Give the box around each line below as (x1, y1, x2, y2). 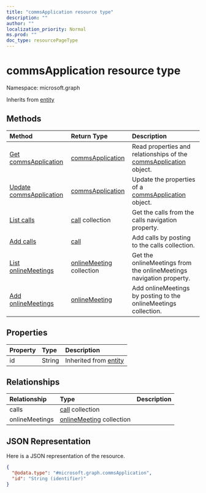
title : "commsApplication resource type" (6, 9, 114, 15)
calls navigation (131, 216, 177, 224)
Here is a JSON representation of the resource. (6, 453, 126, 460)
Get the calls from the (131, 208, 194, 216)
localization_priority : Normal (6, 26, 86, 32)
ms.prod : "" (6, 32, 37, 38)
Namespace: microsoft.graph (6, 84, 80, 91)
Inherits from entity (6, 96, 55, 103)
